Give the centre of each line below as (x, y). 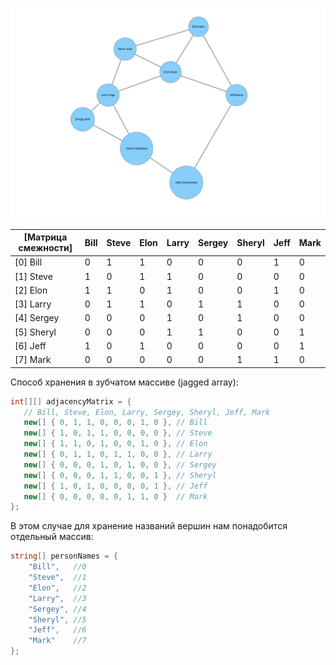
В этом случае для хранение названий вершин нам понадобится (149, 526)
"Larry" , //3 (57, 598)
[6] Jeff (30, 345)
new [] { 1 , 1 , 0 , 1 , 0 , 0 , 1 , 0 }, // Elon (115, 444)
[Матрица (45, 237)
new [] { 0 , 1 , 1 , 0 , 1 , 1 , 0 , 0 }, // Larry (118, 454)
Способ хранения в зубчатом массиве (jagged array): (124, 382)
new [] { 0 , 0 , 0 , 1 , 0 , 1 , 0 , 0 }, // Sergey (120, 464)
